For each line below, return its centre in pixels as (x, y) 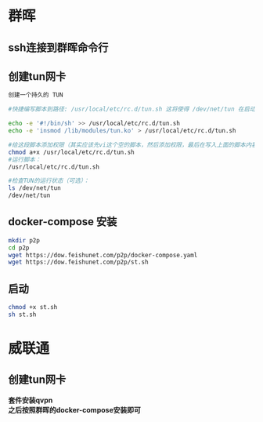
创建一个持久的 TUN (36, 95)
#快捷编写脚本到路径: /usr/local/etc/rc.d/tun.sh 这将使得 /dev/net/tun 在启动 (132, 109)
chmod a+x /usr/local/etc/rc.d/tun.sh (71, 152)
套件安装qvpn (31, 400)
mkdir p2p (24, 240)
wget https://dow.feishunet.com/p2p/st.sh (78, 262)
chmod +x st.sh (33, 307)
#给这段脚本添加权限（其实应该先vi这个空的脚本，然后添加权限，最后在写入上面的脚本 (127, 145)
